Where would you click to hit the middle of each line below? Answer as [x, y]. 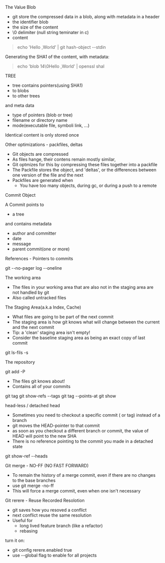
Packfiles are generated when [43, 180]
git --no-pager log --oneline [34, 268]
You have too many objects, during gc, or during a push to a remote [88, 185]
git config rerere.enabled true [42, 550]
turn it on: [15, 540]
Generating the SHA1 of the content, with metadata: [57, 57]
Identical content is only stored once [42, 135]
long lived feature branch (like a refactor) [61, 526]
